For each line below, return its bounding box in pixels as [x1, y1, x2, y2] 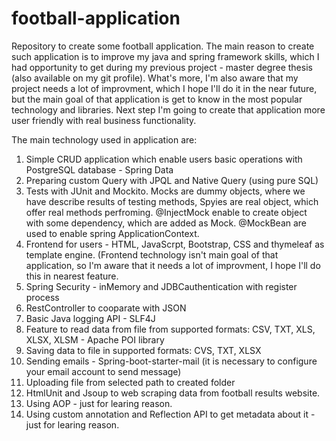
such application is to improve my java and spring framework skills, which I [11, 50, 320, 62]
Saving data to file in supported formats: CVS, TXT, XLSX [25, 344, 262, 356]
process [25, 291, 60, 303]
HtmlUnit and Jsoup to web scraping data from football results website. [25, 387, 321, 399]
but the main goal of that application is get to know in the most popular [11, 93, 303, 105]
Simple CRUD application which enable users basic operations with [25, 153, 303, 165]
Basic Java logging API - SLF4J [25, 312, 156, 324]
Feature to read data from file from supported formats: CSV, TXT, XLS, [25, 323, 316, 335]
